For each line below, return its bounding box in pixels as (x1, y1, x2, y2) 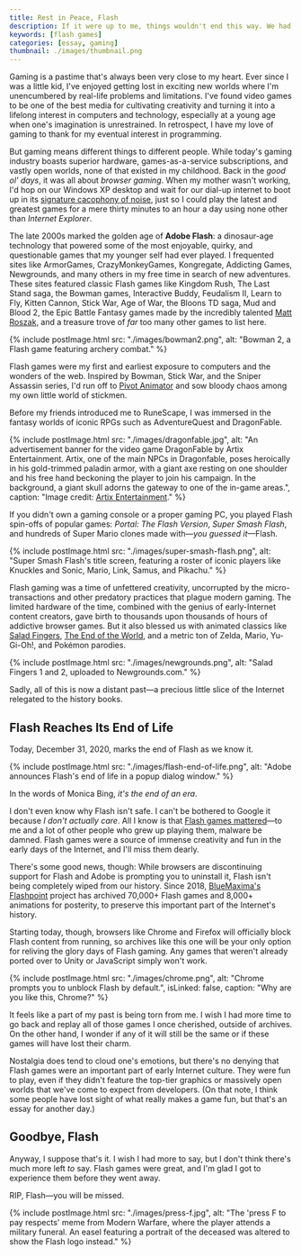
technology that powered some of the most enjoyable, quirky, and (9, 240, 253, 251)
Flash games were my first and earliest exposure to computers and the (9, 361, 271, 372)
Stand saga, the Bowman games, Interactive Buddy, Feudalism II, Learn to (9, 288, 282, 299)
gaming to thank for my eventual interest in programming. (9, 129, 222, 140)
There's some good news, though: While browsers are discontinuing (9, 861, 262, 872)
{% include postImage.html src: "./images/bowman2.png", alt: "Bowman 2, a (9, 334, 292, 345)
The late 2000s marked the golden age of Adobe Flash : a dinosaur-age (9, 230, 274, 241)
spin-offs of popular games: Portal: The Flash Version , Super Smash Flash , (9, 519, 288, 529)
